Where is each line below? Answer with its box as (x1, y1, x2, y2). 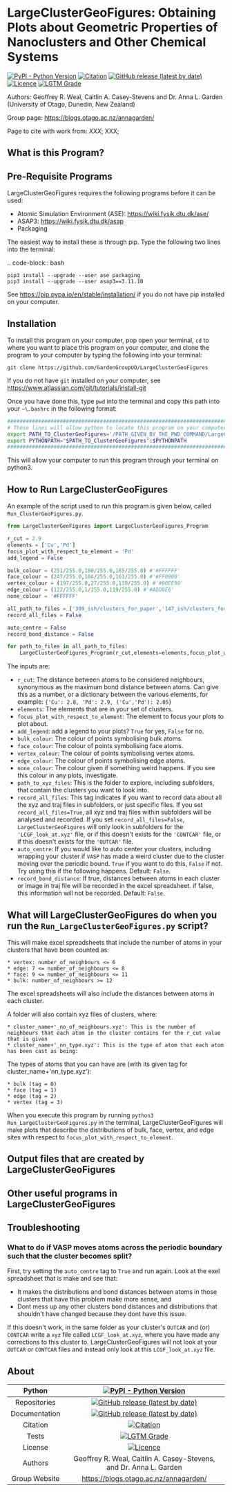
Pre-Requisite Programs (7, 170, 113, 182)
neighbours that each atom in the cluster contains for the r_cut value (7, 1029, 221, 1036)
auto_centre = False (7, 624, 67, 631)
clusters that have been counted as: (7, 945, 109, 954)
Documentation (10, 1409, 61, 1419)
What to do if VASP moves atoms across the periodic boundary (7, 1243, 222, 1252)
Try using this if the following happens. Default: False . (17, 867, 171, 876)
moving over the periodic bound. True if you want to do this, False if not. (17, 860, 223, 868)
